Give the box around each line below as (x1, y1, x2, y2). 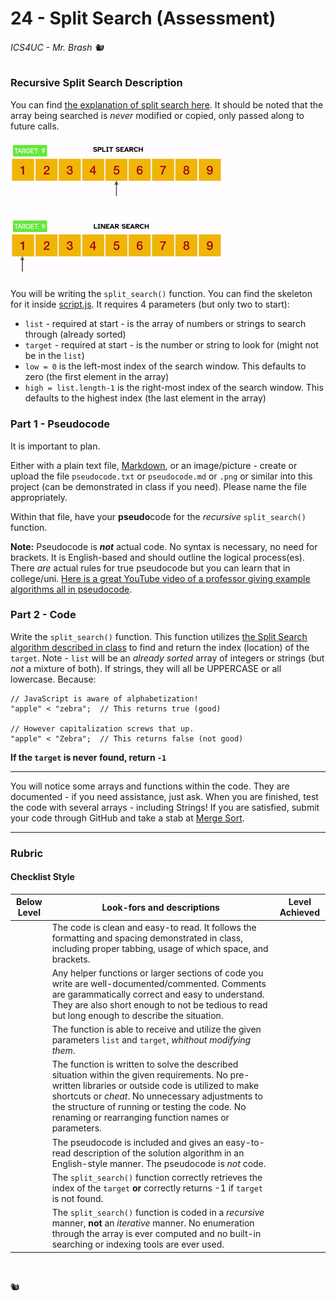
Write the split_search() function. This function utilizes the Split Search (10, 630, 308, 642)
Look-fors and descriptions (101, 901, 220, 913)
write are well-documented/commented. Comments (51, 977, 267, 989)
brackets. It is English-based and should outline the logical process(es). (10, 551, 305, 563)
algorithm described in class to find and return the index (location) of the (10, 641, 310, 653)
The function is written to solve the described (51, 1058, 239, 1071)
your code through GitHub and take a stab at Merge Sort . (10, 812, 245, 824)
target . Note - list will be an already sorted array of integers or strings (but (10, 652, 325, 664)
